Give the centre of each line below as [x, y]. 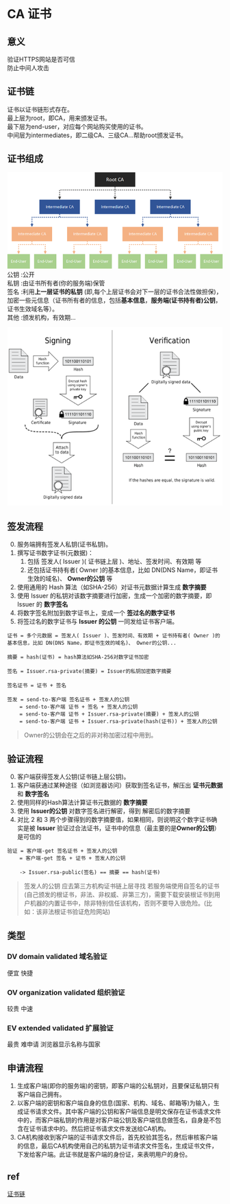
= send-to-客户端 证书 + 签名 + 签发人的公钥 [79, 707]
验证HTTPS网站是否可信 [41, 59]
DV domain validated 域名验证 [57, 956]
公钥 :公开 [21, 274]
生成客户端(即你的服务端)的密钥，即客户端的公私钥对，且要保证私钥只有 [118, 1086]
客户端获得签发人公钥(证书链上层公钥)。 [73, 777]
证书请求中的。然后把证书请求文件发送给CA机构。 [99, 1129]
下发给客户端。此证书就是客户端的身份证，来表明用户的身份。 [104, 1155]
